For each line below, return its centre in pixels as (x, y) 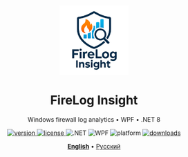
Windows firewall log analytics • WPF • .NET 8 (94, 119)
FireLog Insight (94, 101)
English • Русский (94, 146)
